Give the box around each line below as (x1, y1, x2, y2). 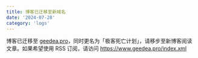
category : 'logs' (6, 20, 50, 26)
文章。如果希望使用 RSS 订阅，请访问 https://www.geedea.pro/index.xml (6, 45, 187, 52)
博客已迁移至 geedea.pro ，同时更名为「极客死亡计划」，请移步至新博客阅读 (6, 37, 193, 45)
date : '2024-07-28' (6, 14, 56, 21)
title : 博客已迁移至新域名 (6, 8, 66, 15)
